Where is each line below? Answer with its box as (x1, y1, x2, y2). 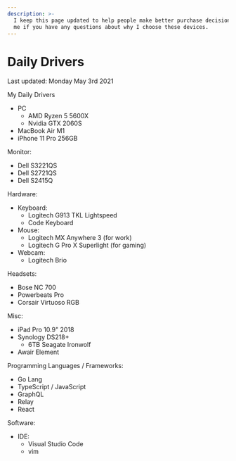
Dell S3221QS (17, 161, 58, 170)
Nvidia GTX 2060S (27, 119, 82, 127)
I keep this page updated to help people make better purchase (13, 17, 202, 24)
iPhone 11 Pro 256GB (17, 134, 78, 143)
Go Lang (17, 375, 43, 384)
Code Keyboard (27, 219, 74, 227)
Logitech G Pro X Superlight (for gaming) (27, 241, 147, 250)
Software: (7, 419, 36, 427)
